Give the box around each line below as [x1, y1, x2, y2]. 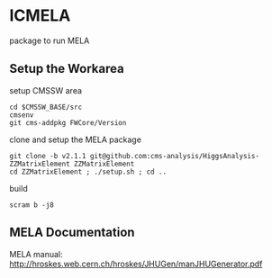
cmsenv [9, 110, 34, 120]
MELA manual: [9, 248, 63, 259]
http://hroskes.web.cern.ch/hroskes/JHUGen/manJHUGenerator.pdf [9, 258, 263, 269]
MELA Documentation [9, 225, 135, 240]
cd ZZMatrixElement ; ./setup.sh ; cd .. [9, 167, 168, 176]
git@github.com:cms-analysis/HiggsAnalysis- [89, 151, 259, 160]
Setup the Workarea [9, 61, 124, 76]
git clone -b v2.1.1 [9, 151, 87, 160]
